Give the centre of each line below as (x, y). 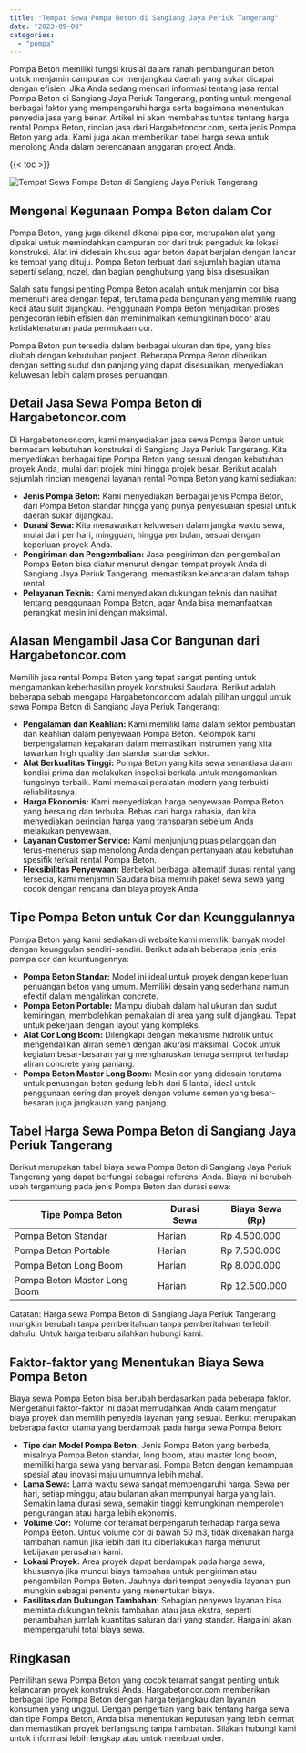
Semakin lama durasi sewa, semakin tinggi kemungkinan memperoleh (153, 1504)
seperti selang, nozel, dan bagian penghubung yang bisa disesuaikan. (140, 272)
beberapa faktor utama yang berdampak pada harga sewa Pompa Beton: (146, 1427)
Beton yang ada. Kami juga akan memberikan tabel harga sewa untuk (139, 137)
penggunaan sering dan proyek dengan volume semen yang (135, 1093)
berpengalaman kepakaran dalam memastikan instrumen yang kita (148, 743)
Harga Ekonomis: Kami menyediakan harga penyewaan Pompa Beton (153, 801)
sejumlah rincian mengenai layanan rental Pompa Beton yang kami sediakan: (153, 478)
